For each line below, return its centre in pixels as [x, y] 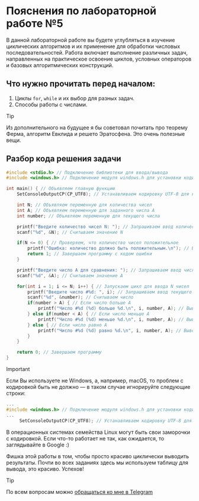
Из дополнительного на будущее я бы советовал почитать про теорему [97, 127]
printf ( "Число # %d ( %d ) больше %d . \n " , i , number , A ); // [111, 309]
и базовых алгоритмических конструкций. [60, 65]
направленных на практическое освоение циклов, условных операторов [99, 59]
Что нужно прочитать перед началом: [81, 84]
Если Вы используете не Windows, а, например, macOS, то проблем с [95, 380]
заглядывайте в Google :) [38, 445]
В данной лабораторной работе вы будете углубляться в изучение [91, 40]
